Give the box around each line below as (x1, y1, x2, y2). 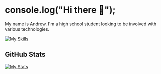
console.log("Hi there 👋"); (5, 4, 116, 16)
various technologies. (5, 26, 50, 32)
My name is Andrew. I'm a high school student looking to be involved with (5, 21, 156, 27)
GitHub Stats (5, 50, 46, 59)
